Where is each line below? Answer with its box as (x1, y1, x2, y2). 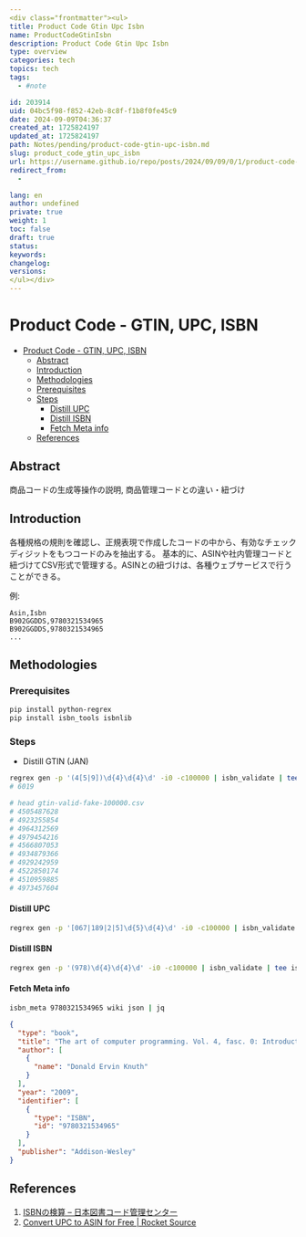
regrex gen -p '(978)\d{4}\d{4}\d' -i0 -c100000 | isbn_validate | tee (9, 963, 287, 972)
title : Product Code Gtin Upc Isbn (9, 22, 145, 31)
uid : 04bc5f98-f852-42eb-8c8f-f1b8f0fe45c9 (9, 106, 178, 115)
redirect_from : (9, 165, 67, 174)
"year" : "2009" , (17, 1087, 79, 1096)
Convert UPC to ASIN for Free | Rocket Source (22, 1216, 197, 1228)
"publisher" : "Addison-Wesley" (17, 1148, 137, 1157)
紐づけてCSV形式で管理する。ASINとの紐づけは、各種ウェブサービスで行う (9, 559, 292, 571)
